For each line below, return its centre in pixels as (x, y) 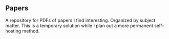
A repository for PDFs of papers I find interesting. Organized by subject (80, 20)
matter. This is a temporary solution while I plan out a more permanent (79, 25)
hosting (13, 31)
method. (31, 31)
